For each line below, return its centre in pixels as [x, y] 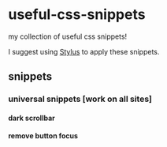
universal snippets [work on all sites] [80, 99]
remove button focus [43, 136]
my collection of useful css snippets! [68, 36]
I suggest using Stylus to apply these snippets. [84, 51]
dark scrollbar [32, 118]
